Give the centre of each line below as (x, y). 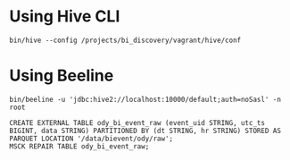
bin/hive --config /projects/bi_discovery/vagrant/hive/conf (125, 40)
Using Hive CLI (65, 17)
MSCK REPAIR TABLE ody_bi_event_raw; (79, 146)
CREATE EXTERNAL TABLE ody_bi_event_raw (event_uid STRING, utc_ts (137, 122)
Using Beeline (62, 76)
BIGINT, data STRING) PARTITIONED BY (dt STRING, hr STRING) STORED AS (145, 131)
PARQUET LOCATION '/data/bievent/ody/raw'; (91, 139)
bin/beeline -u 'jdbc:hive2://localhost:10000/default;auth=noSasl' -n (145, 99)
